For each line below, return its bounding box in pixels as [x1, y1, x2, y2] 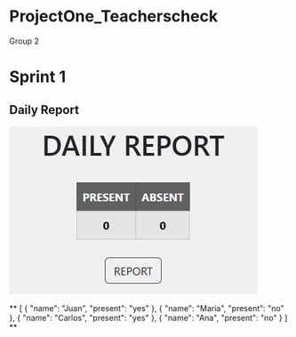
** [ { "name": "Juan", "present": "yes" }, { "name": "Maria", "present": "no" [9, 302, 284, 313]
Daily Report [9, 102, 80, 117]
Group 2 [9, 36, 40, 46]
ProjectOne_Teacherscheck [9, 6, 219, 27]
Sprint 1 [9, 67, 67, 87]
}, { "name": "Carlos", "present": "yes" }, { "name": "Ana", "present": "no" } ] [9, 312, 288, 323]
